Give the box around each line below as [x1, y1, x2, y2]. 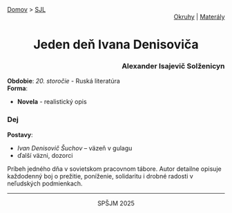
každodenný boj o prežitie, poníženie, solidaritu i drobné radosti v [7, 172, 193, 180]
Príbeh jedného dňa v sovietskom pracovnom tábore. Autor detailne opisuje [7, 164, 222, 173]
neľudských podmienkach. [7, 179, 83, 187]
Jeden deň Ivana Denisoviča [33, 37, 199, 52]
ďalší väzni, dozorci [17, 151, 73, 159]
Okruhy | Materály [173, 12, 225, 21]
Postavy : [7, 130, 33, 139]
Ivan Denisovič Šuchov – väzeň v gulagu [17, 143, 133, 152]
